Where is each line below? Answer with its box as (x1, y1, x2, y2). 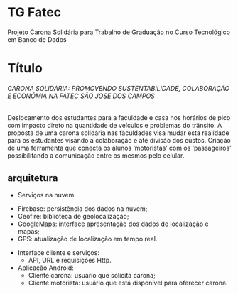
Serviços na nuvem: (17, 191, 77, 200)
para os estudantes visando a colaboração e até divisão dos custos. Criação (7, 136, 231, 145)
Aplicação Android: (17, 263, 75, 272)
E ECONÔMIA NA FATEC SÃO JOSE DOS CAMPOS (7, 92, 155, 100)
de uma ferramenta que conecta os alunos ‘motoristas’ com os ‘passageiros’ (7, 143, 232, 153)
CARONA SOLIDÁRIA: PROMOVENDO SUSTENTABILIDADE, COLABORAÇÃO (7, 84, 229, 92)
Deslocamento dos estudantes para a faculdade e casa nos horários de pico (7, 114, 231, 122)
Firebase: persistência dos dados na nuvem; (17, 205, 148, 213)
